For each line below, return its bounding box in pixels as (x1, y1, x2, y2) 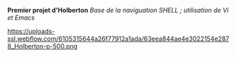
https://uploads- (7, 27, 55, 35)
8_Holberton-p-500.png (7, 42, 78, 50)
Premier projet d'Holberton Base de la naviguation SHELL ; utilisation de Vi (7, 6, 229, 14)
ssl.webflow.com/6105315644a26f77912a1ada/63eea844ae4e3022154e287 (7, 34, 229, 43)
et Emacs (7, 13, 35, 22)
